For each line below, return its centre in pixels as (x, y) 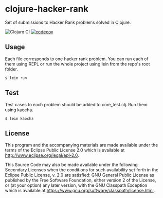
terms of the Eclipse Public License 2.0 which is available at (65, 150)
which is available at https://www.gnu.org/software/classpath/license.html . (80, 191)
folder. (11, 69)
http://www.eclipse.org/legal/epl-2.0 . (42, 155)
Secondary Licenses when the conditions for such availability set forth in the (82, 170)
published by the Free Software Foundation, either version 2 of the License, (81, 180)
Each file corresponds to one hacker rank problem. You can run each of (77, 59)
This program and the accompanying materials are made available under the (81, 145)
